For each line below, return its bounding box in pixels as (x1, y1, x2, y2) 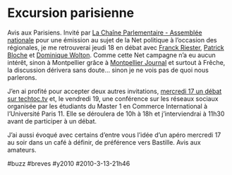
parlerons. (7, 73, 37, 82)
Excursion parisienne (7, 5, 135, 21)
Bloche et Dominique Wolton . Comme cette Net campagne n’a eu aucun (7, 51, 216, 59)
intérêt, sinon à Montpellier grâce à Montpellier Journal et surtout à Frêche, (7, 58, 226, 66)
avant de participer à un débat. (7, 116, 97, 125)
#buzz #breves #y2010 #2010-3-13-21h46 (7, 159, 130, 167)
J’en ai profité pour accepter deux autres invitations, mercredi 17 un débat (7, 87, 222, 95)
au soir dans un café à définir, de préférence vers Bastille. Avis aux (7, 138, 201, 146)
